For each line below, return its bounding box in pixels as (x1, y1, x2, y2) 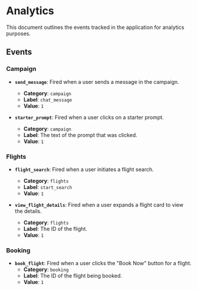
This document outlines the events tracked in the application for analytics (6, 24, 185, 31)
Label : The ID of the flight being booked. (23, 272, 123, 279)
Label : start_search (23, 183, 73, 190)
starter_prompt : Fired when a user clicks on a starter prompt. (14, 113, 164, 120)
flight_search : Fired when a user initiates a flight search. (14, 165, 155, 172)
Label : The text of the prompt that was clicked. (23, 131, 137, 138)
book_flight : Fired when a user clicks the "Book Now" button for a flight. (14, 260, 192, 267)
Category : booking (23, 266, 69, 273)
